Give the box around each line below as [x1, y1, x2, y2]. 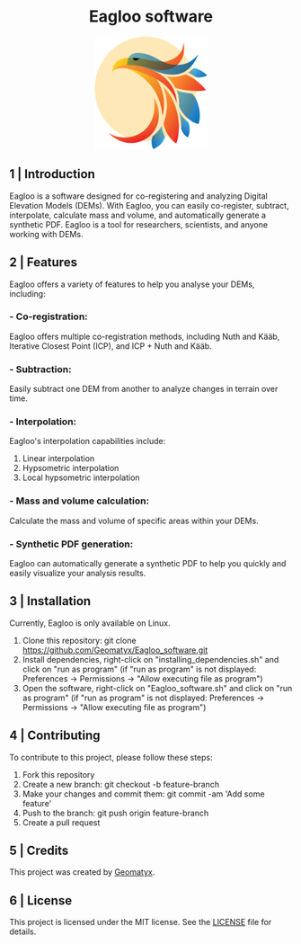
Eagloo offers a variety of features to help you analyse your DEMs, [9, 279, 255, 289]
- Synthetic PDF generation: [9, 538, 134, 550]
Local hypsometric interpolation [22, 472, 141, 483]
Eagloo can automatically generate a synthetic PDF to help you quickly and [9, 558, 287, 569]
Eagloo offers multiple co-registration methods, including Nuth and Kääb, [9, 331, 280, 342]
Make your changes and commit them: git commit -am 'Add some [22, 788, 265, 799]
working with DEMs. [9, 228, 84, 239]
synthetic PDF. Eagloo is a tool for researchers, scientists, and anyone [9, 218, 268, 230]
